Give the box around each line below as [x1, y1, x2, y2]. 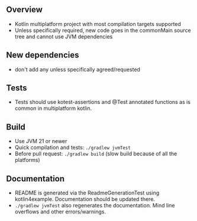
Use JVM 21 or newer [14, 138, 67, 145]
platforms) [14, 157, 40, 164]
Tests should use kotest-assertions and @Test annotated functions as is [14, 99, 191, 106]
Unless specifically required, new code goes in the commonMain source [14, 27, 191, 34]
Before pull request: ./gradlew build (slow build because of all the [14, 150, 177, 157]
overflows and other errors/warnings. [14, 208, 106, 215]
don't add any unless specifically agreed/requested [14, 66, 141, 73]
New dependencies [6, 50, 79, 60]
